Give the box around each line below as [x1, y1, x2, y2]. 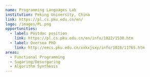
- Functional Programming [10, 54, 65, 60]
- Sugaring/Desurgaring [10, 59, 60, 64]
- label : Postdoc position [10, 31, 67, 36]
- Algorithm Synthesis [10, 64, 58, 69]
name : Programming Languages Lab [5, 7, 77, 13]
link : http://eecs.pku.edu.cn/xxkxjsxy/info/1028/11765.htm [14, 45, 145, 50]
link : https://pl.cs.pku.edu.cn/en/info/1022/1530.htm [14, 36, 134, 41]
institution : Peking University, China [5, 12, 90, 17]
